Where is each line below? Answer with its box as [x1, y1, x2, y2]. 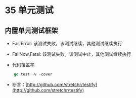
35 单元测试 [5, 5, 54, 16]
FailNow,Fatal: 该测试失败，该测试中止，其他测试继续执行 [12, 51, 131, 57]
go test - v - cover [14, 72, 53, 77]
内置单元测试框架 [5, 26, 58, 35]
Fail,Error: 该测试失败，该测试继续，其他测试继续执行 [12, 41, 122, 46]
